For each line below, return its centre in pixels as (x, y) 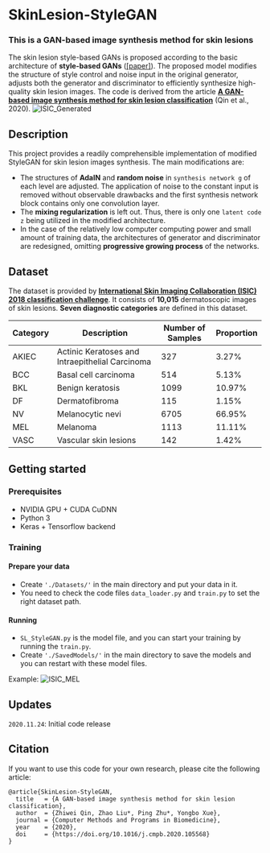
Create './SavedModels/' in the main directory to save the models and (135, 655)
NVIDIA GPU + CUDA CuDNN (68, 509)
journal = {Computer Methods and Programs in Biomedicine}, (118, 820)
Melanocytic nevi (89, 414)
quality (20, 92)
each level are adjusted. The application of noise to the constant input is (139, 186)
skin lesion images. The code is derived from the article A (128, 92)
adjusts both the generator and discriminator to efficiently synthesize (123, 83)
